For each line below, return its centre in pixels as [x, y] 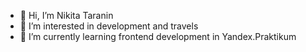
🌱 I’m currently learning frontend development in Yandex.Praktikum [158, 36]
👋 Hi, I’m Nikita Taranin [66, 15]
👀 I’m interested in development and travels [109, 26]
